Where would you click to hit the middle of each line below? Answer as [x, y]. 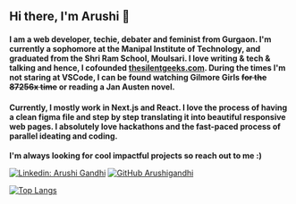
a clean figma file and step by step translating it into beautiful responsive [148, 116]
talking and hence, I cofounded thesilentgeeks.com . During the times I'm [148, 67]
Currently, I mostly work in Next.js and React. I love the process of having [148, 107]
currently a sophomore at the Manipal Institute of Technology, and [135, 48]
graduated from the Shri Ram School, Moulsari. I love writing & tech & [140, 58]
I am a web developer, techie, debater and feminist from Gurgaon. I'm [140, 39]
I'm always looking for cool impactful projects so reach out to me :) [135, 156]
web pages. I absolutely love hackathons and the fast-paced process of [145, 126]
